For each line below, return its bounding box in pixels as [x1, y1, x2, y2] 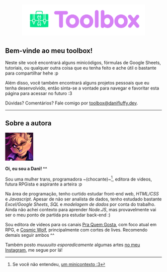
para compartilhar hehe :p [5, 70, 59, 76]
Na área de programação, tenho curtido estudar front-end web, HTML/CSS [5, 191, 159, 197]
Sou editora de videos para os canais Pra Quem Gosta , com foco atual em [5, 222, 157, 228]
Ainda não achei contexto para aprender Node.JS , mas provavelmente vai [5, 207, 157, 213]
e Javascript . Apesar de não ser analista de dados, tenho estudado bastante [5, 196, 162, 202]
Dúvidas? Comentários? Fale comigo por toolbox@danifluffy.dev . [5, 100, 138, 106]
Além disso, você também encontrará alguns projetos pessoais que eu [5, 80, 150, 86]
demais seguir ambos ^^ [5, 232, 55, 238]
